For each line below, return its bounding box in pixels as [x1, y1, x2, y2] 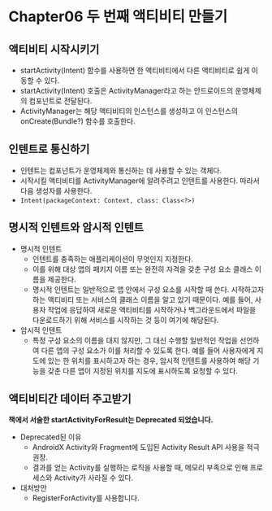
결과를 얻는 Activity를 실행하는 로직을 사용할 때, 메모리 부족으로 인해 [32, 463, 248, 473]
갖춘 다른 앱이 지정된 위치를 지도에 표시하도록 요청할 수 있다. [47, 365, 238, 375]
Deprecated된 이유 [19, 432, 82, 442]
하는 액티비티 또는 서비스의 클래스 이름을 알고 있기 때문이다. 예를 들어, [32, 295, 253, 304]
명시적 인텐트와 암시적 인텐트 [8, 221, 145, 234]
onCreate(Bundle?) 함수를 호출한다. [19, 116, 136, 126]
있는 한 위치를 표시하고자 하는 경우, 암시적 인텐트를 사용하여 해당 [47, 356, 252, 365]
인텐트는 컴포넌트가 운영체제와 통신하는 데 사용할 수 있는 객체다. [19, 165, 222, 175]
